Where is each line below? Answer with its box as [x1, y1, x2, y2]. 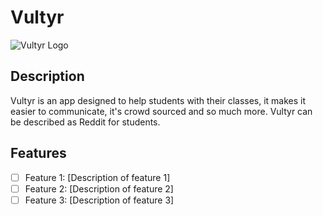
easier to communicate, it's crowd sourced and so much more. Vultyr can [10, 105, 313, 117]
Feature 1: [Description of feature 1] [24, 171, 171, 183]
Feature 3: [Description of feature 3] [24, 194, 175, 206]
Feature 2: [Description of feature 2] [24, 182, 174, 195]
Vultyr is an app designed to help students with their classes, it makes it [10, 94, 307, 106]
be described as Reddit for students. [10, 116, 161, 128]
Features [10, 145, 67, 162]
